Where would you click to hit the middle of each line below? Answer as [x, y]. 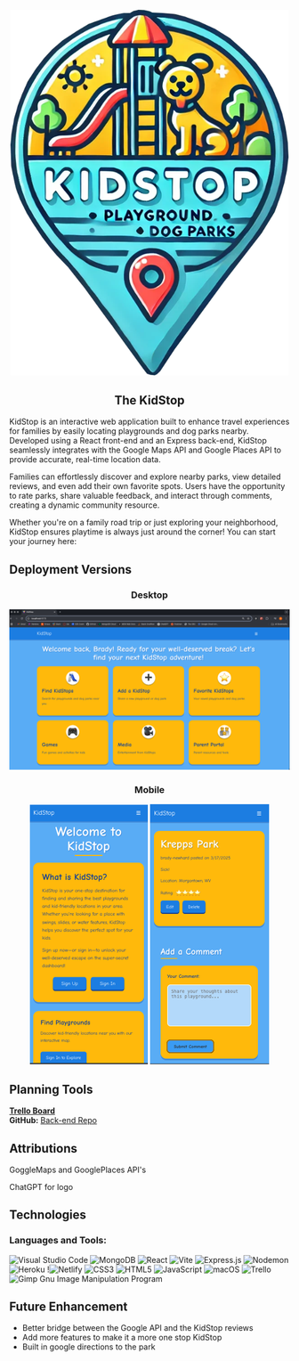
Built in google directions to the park [89, 1347]
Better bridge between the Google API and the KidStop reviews [137, 1328]
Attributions [44, 1149]
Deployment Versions [70, 570]
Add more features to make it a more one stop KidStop [122, 1338]
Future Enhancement [69, 1307]
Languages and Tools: [58, 1241]
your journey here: [43, 542]
